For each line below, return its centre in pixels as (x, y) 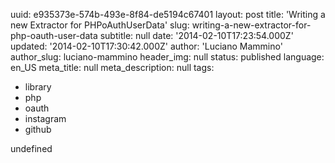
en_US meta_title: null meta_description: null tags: (112, 67)
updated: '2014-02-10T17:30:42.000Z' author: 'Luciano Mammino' (146, 46)
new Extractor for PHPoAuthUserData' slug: (100, 25)
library (38, 87)
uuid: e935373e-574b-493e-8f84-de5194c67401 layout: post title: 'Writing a (168, 14)
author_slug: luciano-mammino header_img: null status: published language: (167, 57)
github (38, 129)
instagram (45, 118)
